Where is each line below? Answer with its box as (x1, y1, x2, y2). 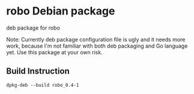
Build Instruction (6, 66, 70, 77)
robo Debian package (6, 4, 115, 18)
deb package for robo (6, 24, 60, 31)
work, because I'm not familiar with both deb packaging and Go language (6, 42, 188, 49)
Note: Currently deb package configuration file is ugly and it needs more (6, 36, 186, 43)
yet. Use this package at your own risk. (6, 48, 103, 55)
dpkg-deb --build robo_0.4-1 (6, 82, 79, 88)
